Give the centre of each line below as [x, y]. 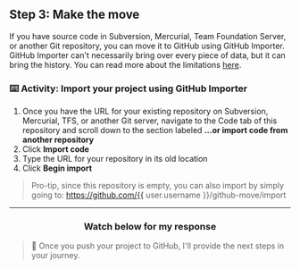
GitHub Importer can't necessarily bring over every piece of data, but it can [147, 55]
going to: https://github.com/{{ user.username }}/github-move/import [158, 195]
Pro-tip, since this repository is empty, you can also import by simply [157, 186]
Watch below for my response [150, 227]
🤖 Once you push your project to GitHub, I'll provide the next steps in [158, 246]
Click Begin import [57, 168]
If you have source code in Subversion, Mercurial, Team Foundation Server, [148, 36]
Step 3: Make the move [75, 15]
